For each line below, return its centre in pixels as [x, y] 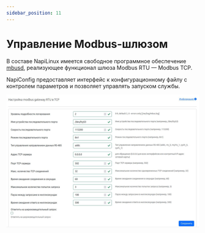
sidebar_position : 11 [34, 13]
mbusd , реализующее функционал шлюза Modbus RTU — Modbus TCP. [99, 67]
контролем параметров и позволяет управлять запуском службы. [93, 86]
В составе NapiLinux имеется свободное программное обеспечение [96, 61]
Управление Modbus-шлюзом [87, 44]
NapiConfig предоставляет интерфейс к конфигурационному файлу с [97, 79]
